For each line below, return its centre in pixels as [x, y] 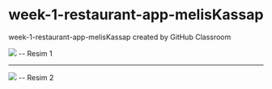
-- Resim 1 [35, 53]
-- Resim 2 [36, 77]
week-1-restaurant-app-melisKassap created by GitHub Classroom [120, 37]
